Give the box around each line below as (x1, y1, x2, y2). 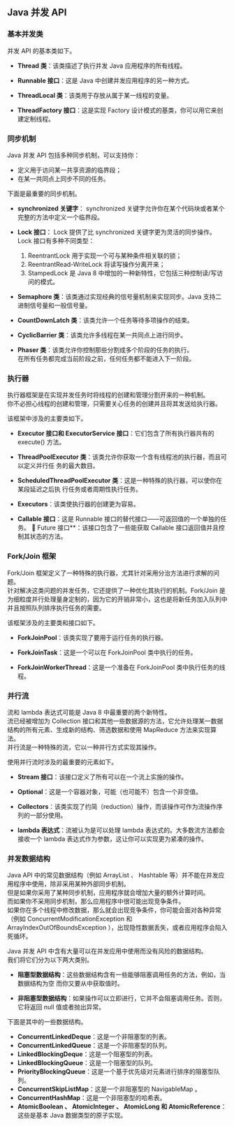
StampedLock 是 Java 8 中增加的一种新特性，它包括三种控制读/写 (27, 268, 217, 277)
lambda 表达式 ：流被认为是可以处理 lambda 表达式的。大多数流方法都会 (17, 826, 225, 834)
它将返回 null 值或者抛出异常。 (17, 1003, 105, 1011)
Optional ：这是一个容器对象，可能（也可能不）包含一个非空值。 (17, 787, 203, 796)
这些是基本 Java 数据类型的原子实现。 (17, 1111, 127, 1120)
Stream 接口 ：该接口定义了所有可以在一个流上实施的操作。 (17, 773, 188, 781)
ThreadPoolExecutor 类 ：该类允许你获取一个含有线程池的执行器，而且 (17, 453, 221, 461)
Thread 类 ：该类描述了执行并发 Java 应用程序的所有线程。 (17, 61, 187, 70)
